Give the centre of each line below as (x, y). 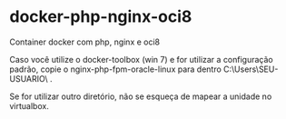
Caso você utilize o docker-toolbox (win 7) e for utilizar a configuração (142, 59)
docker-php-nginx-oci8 (101, 17)
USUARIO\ (29, 78)
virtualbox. (30, 105)
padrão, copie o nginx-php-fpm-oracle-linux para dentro (116, 69)
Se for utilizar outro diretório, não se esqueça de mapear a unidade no (141, 96)
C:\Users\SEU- (251, 69)
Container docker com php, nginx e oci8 (85, 42)
